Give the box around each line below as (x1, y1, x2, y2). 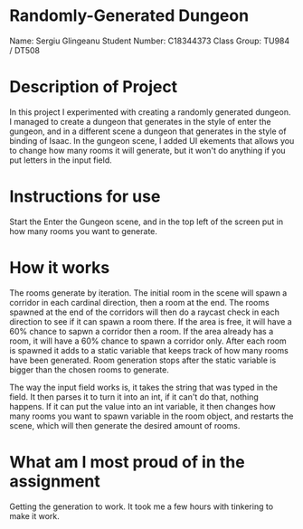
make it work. (9, 510, 61, 521)
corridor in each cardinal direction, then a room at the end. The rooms (9, 297, 270, 307)
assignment (9, 471, 101, 491)
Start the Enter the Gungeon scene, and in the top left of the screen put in (9, 216, 283, 227)
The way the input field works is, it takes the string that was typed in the (9, 382, 279, 392)
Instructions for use (9, 186, 161, 207)
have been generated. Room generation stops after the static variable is (9, 354, 277, 365)
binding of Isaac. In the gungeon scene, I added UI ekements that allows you (9, 135, 295, 146)
